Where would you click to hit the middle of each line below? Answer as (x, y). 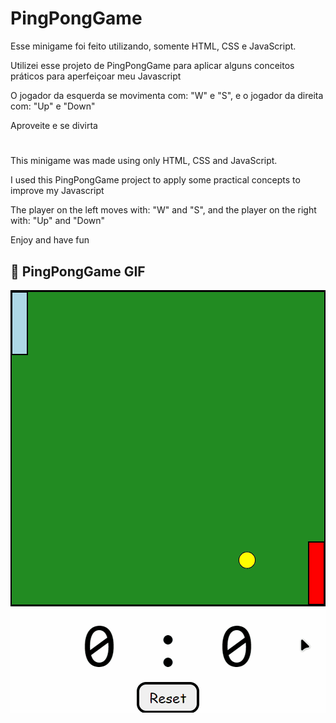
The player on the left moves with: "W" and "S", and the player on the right (163, 210)
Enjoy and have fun (50, 240)
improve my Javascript (57, 191)
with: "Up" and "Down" (58, 221)
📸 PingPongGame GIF (78, 271)
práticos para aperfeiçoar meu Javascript (96, 76)
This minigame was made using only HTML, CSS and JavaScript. (144, 161)
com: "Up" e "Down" (53, 106)
